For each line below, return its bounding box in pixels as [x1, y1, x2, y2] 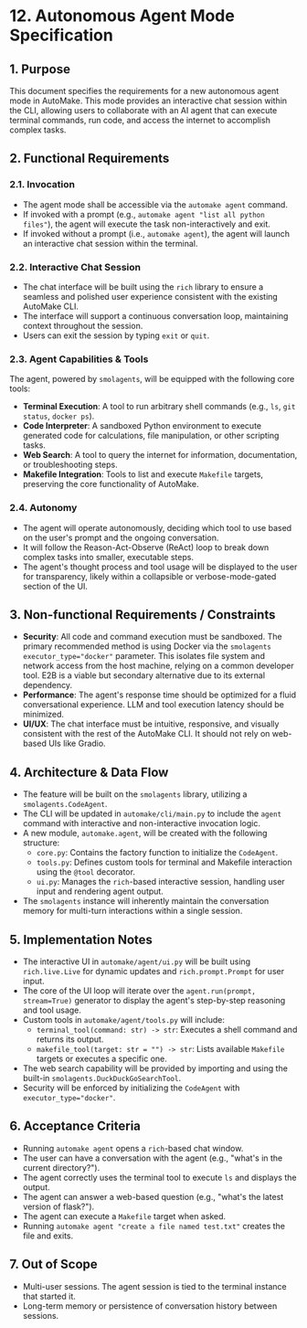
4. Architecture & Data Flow [9, 764, 169, 780]
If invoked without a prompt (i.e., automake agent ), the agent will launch [22, 228, 291, 239]
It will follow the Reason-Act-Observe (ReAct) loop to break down [22, 541, 270, 553]
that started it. [22, 1291, 76, 1301]
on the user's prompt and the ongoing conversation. [22, 532, 219, 543]
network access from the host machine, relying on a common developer [22, 660, 294, 672]
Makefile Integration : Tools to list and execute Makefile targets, [22, 469, 263, 480]
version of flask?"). [22, 1201, 95, 1212]
